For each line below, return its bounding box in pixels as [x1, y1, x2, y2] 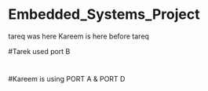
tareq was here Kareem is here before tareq [8, 31, 149, 41]
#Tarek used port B [8, 46, 71, 56]
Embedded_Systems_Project [8, 5, 200, 24]
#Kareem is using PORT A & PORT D [8, 75, 126, 84]
